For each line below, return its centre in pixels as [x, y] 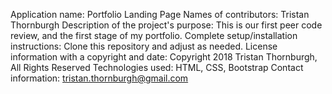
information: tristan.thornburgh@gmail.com [99, 78]
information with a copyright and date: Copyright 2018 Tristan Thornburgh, [164, 57]
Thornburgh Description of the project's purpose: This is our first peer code [166, 25]
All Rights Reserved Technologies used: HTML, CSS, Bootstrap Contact [157, 67]
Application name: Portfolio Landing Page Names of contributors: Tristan [160, 14]
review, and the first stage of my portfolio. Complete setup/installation [154, 35]
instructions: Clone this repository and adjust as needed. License [144, 46]
